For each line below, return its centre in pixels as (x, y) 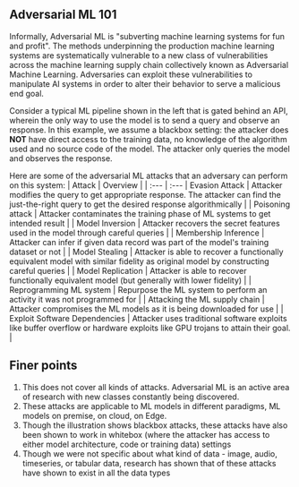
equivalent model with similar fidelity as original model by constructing (140, 261)
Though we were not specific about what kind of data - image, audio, (149, 453)
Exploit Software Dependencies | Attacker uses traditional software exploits (149, 318)
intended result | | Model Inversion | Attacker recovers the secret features (145, 223)
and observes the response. (61, 158)
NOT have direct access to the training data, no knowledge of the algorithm (149, 139)
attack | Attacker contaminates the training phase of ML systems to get (140, 213)
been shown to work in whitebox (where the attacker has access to (146, 434)
